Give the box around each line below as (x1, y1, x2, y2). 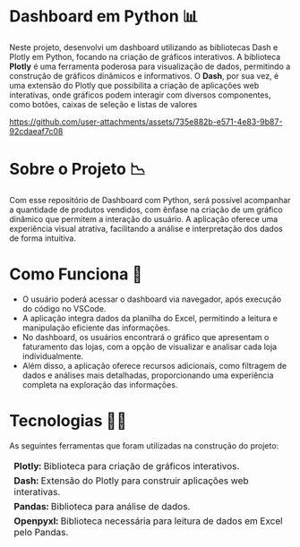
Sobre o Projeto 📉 (9, 159, 146, 179)
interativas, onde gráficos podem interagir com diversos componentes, (9, 90, 271, 100)
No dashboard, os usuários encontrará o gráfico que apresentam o (21, 331, 270, 342)
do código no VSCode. (21, 303, 107, 313)
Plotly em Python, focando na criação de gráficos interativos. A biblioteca (9, 51, 281, 62)
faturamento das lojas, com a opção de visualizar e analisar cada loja (21, 341, 278, 352)
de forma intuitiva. (9, 233, 76, 244)
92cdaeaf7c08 (9, 125, 64, 136)
